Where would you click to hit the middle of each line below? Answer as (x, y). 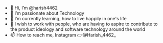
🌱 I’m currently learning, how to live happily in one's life (68, 18)
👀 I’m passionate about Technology (47, 13)
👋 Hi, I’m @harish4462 (34, 8)
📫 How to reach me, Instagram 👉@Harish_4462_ (63, 35)
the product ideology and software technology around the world (78, 29)
